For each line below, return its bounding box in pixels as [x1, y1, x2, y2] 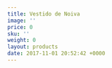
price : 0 [7, 23, 33, 30]
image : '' [7, 17, 37, 24]
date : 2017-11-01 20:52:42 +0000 [7, 50, 106, 57]
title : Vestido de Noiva [7, 10, 80, 18]
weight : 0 [7, 37, 37, 44]
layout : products [7, 43, 58, 50]
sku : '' [7, 30, 30, 38]
